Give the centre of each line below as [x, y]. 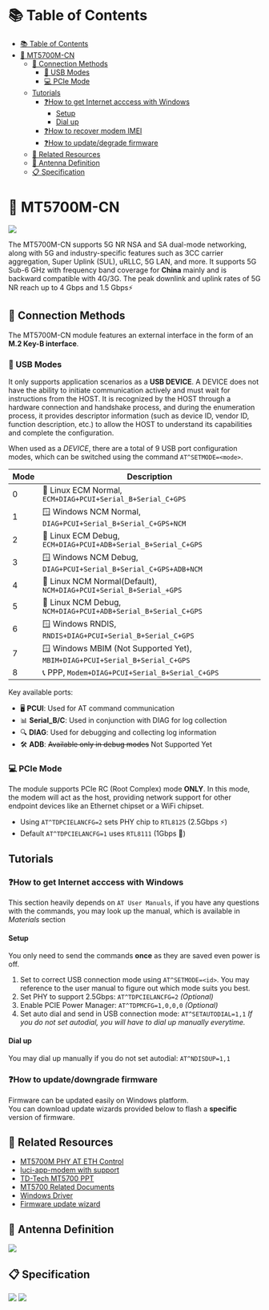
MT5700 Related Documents [67, 1187]
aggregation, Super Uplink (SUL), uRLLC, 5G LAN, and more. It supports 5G [132, 261]
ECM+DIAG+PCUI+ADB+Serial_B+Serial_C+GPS [122, 544]
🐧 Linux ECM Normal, [82, 490]
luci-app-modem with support [70, 1170]
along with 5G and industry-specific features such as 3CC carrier [116, 252]
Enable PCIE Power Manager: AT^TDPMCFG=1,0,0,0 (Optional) [119, 1006]
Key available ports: [41, 692]
